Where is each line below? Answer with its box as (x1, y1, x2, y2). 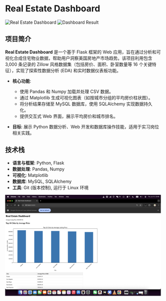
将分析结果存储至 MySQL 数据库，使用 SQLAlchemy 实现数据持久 (19, 101, 153, 107)
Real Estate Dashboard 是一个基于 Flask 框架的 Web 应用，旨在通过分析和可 (5, 49, 161, 55)
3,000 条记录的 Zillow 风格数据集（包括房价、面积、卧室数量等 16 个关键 (5, 61, 152, 67)
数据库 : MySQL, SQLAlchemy (12, 178, 72, 184)
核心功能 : (12, 78, 31, 84)
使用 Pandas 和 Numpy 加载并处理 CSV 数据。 (19, 88, 114, 94)
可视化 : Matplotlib (12, 172, 48, 178)
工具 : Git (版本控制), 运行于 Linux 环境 (12, 184, 89, 190)
